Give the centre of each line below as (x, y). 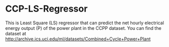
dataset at (16, 33)
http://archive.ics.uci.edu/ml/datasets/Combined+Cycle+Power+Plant (78, 39)
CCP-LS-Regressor (46, 9)
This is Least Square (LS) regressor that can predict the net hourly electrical (84, 23)
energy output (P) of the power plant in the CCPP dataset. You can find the (83, 28)
